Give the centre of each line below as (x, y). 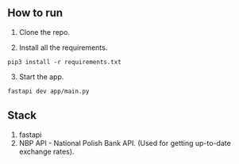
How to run (35, 13)
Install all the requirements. (63, 48)
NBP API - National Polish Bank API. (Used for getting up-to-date (125, 143)
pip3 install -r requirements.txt (65, 62)
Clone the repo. (44, 32)
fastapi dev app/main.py (48, 91)
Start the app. (41, 76)
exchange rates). (46, 151)
